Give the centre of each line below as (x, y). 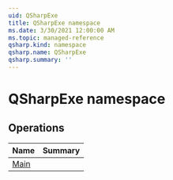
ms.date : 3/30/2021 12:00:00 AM (61, 30)
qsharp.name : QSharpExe (47, 52)
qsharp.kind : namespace (47, 45)
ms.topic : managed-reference (56, 38)
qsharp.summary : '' (40, 60)
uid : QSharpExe (33, 15)
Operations (36, 128)
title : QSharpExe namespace (55, 23)
